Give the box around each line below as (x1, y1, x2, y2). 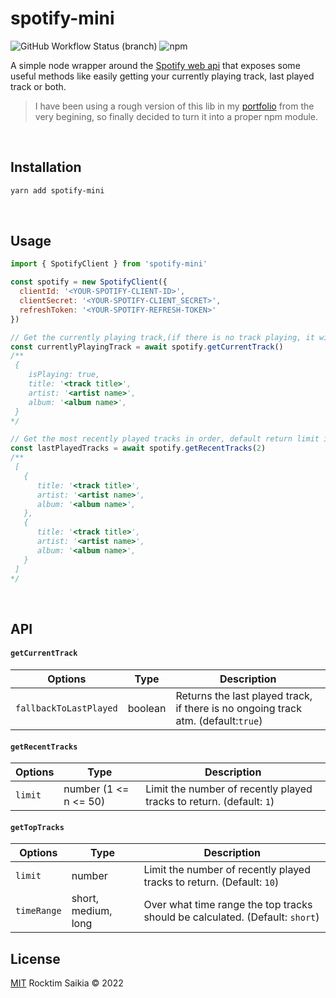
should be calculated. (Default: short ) (143, 910, 320, 924)
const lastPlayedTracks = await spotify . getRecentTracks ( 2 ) (10, 443, 267, 454)
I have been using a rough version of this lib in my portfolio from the (34, 100, 315, 112)
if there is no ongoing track (175, 702, 302, 716)
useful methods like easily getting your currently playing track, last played (10, 70, 315, 82)
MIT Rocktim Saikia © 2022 (10, 977, 124, 989)
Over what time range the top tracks (143, 898, 313, 912)
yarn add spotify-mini (10, 185, 105, 196)
